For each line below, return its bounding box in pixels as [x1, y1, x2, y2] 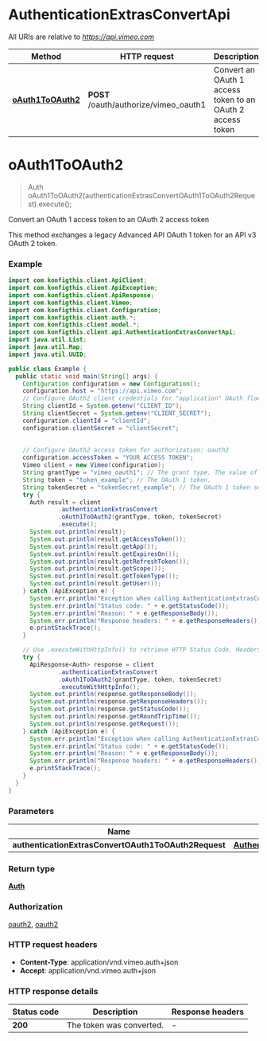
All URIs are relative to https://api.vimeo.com [8, 32, 155, 41]
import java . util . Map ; [8, 343, 83, 351]
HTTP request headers [8, 939, 98, 950]
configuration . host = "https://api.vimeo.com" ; [22, 387, 183, 395]
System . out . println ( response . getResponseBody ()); [29, 691, 197, 699]
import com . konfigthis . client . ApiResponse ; [8, 291, 155, 299]
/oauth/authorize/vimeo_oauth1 [87, 99, 207, 110]
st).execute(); [27, 199, 72, 209]
